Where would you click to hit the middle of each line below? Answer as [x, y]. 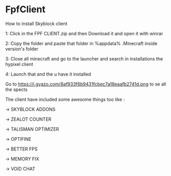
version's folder [22, 49]
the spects [16, 89]
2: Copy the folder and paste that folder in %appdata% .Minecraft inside [81, 43]
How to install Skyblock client [36, 24]
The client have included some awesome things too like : [65, 99]
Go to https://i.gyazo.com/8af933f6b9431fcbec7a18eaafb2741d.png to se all [86, 84]
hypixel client [19, 64]
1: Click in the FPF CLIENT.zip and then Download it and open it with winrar [84, 33]
